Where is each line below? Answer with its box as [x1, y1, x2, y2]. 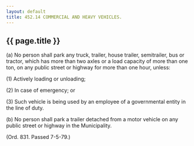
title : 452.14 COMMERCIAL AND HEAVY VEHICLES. [6, 14, 122, 20]
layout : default [6, 8, 46, 15]
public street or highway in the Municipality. [6, 122, 112, 130]
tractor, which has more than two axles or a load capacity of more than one [6, 58, 188, 65]
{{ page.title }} [6, 36, 61, 46]
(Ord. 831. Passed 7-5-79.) [6, 134, 71, 141]
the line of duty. [6, 104, 44, 112]
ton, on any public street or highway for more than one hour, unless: [6, 64, 170, 71]
